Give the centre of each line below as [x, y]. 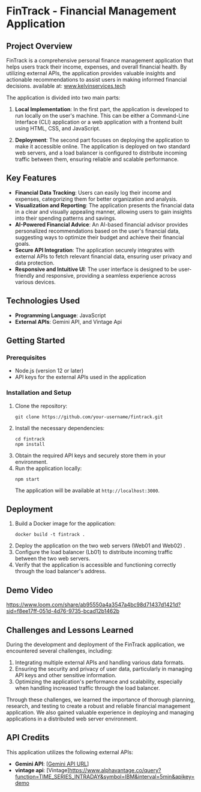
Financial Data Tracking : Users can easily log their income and [93, 192]
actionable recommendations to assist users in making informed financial [97, 80]
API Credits [28, 738]
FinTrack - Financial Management [91, 11]
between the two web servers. [52, 559]
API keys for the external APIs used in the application [80, 377]
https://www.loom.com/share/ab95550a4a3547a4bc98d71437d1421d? [94, 605]
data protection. [34, 263]
